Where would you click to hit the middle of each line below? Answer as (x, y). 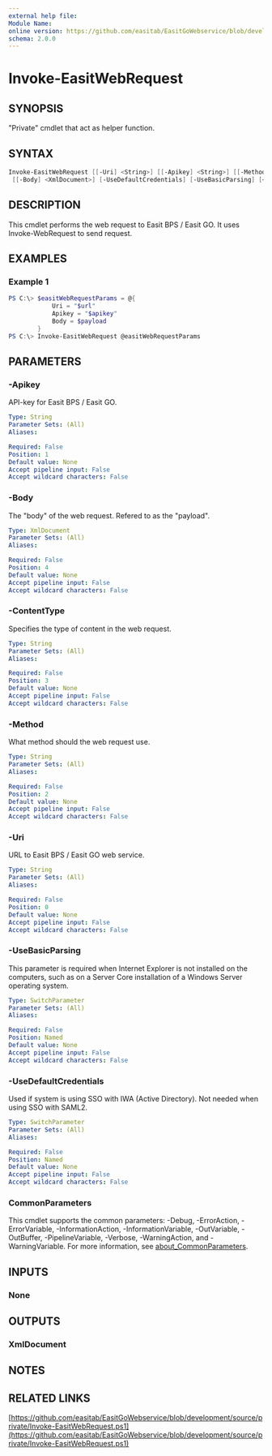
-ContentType (36, 611)
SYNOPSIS (36, 108)
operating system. (38, 986)
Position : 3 (28, 681)
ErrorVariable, (32, 1229)
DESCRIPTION (45, 205)
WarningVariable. (37, 1247)
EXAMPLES (38, 259)
